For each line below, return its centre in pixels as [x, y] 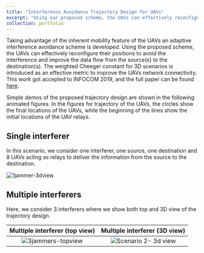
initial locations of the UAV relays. [48, 117]
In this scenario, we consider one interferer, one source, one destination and [102, 151]
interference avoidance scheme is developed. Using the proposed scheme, [100, 47]
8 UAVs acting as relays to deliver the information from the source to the [97, 157]
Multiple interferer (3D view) [143, 230]
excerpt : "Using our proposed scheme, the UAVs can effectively [89, 18]
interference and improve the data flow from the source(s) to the [87, 60]
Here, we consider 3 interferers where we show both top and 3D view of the [101, 209]
